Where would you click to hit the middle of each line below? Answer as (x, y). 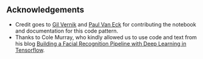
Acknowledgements (45, 10)
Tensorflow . (30, 50)
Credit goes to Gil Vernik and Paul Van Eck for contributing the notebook (105, 24)
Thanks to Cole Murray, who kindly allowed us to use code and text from (106, 37)
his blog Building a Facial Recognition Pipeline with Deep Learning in (101, 43)
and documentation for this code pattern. (67, 31)
